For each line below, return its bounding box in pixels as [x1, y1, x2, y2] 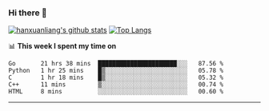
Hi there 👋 [8, 7, 48, 18]
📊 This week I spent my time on [8, 42, 117, 51]
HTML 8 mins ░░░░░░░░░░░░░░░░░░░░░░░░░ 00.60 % [8, 88, 224, 96]
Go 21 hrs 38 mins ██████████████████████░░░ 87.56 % [8, 60, 224, 68]
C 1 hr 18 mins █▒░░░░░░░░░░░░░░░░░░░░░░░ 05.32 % [8, 73, 224, 82]
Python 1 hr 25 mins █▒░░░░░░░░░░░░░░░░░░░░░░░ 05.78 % [8, 67, 224, 75]
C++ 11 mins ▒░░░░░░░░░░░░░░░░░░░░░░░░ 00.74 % [8, 81, 224, 89]
